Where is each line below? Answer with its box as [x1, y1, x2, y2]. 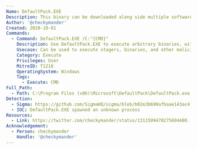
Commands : [6, 31, 30, 36]
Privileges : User [16, 57, 59, 63]
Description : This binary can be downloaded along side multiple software [6, 14, 193, 20]
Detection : [6, 96, 33, 101]
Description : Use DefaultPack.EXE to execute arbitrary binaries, [16, 42, 182, 48]
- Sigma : [11, 101, 33, 107]
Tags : [16, 74, 30, 80]
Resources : [6, 112, 33, 118]
